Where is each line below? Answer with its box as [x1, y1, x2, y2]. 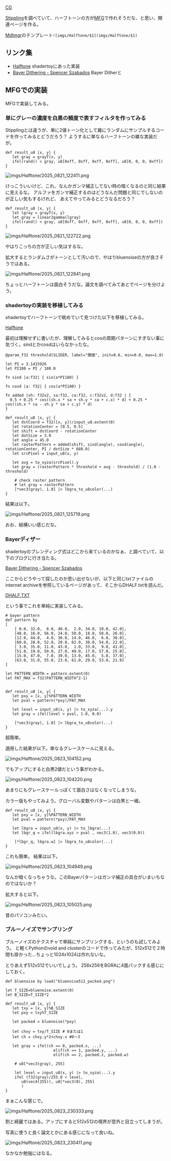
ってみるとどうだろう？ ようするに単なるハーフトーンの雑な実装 [18, 133, 153, 140]
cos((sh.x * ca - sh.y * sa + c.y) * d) [5, 402, 93, 407]
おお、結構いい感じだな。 [5, 521, 59, 528]
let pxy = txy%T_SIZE [12, 1010, 58, 1015]
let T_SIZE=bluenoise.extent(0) [5, 988, 74, 993]
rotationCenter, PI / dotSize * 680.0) [5, 447, 90, 452]
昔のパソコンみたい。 [5, 912, 50, 918]
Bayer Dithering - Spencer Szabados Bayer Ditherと [12, 69, 122, 76]
